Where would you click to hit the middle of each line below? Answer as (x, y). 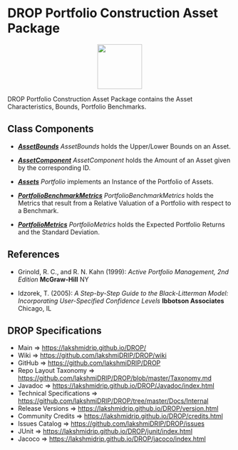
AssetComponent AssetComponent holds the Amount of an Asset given (124, 160)
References (33, 255)
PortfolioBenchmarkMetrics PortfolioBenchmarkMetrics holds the (115, 195)
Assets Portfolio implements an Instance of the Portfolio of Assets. (115, 181)
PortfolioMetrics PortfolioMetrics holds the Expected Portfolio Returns (121, 224)
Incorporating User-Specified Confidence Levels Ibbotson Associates (121, 301)
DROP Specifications (55, 330)
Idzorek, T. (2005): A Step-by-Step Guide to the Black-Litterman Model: (123, 293)
